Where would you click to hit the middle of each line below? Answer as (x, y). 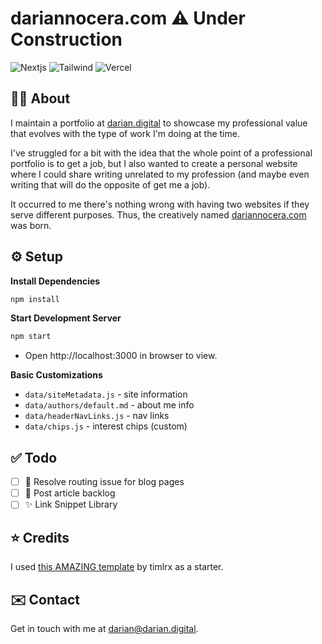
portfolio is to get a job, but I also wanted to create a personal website (154, 163)
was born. (31, 225)
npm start (31, 337)
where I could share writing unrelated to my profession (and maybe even (160, 174)
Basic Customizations (56, 375)
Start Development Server (66, 318)
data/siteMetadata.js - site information (106, 394)
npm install (35, 299)
